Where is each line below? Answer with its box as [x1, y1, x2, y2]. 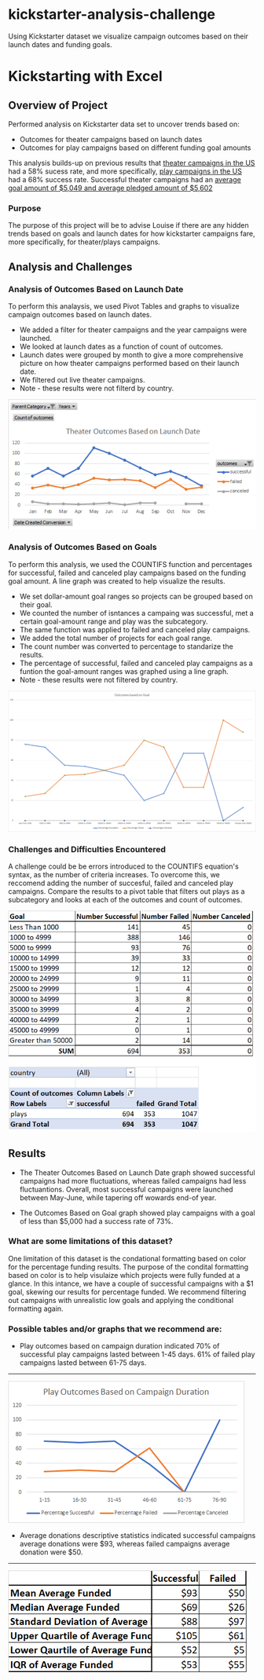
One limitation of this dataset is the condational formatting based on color [8, 1254, 247, 1263]
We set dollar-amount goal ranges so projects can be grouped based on [19, 591, 253, 601]
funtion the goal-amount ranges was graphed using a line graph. [19, 666, 229, 676]
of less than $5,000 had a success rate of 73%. [19, 1216, 174, 1226]
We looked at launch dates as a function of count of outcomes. [19, 342, 224, 351]
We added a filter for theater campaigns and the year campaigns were [19, 324, 247, 335]
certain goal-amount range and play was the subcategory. [19, 617, 208, 626]
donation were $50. [19, 1547, 83, 1557]
